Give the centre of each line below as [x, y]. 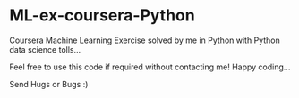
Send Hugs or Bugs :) [49, 84]
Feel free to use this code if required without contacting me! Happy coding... [150, 67]
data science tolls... [45, 49]
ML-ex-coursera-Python [102, 16]
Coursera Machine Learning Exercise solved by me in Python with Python [145, 40]
